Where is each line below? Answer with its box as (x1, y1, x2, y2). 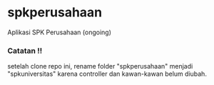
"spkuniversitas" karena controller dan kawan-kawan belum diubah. (7, 69, 207, 79)
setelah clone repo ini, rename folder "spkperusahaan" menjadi (7, 62, 193, 71)
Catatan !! (7, 46, 43, 56)
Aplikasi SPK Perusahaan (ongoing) (7, 28, 112, 36)
